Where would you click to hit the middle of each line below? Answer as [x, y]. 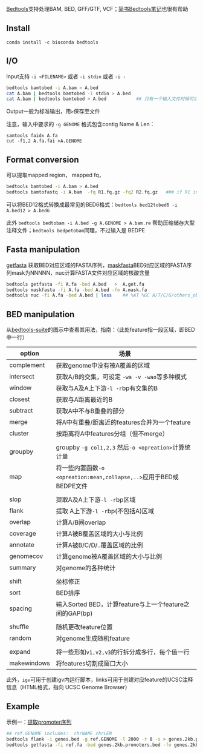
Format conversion [43, 160]
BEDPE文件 [72, 486]
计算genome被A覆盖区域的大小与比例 [109, 557]
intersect [22, 377]
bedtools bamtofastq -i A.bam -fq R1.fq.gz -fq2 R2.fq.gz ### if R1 [98, 192]
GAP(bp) [80, 613]
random [20, 638]
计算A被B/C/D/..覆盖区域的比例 [99, 545]
